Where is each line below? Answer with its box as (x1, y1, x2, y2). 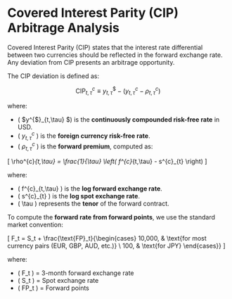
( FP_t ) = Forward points (17, 284, 90, 293)
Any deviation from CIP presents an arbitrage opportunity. (7, 58, 175, 66)
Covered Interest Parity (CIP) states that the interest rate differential (7, 43, 203, 51)
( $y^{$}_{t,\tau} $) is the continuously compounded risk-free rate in (17, 115, 220, 124)
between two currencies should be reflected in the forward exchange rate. (7, 51, 223, 59)
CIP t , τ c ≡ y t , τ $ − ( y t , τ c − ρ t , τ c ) (75, 85, 161, 96)
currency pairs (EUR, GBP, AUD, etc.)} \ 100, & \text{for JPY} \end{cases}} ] (7, 241, 226, 250)
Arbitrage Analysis (7, 20, 120, 36)
